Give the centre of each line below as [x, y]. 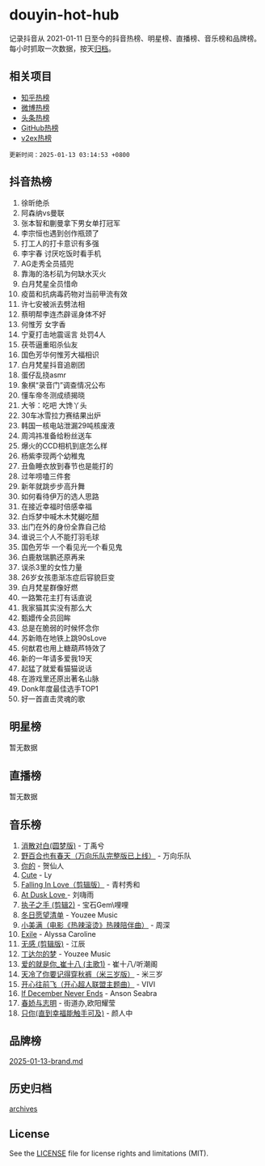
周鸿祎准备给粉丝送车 [56, 436]
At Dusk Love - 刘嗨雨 [57, 895]
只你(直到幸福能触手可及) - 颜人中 [77, 1013]
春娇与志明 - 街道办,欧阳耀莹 [68, 1003]
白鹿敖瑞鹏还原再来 [53, 557]
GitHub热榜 [40, 128]
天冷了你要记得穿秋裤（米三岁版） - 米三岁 [92, 974]
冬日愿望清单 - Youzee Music [69, 915]
